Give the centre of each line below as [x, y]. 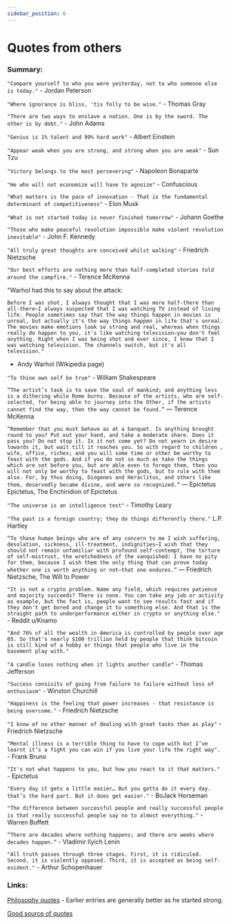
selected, [21, 403]
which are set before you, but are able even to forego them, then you [112, 465]
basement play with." [38, 652]
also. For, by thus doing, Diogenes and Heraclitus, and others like [109, 478]
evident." [21, 868]
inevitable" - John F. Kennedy [51, 237]
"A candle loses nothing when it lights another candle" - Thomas [105, 664]
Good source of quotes [40, 914]
